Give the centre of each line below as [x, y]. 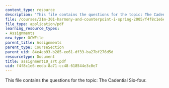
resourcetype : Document [30, 57]
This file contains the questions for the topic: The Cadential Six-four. [76, 80]
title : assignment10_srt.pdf [36, 61]
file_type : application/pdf [35, 24]
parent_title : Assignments [33, 43]
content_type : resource [30, 10]
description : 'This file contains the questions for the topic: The [78, 15]
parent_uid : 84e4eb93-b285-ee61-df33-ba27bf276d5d [59, 52]
